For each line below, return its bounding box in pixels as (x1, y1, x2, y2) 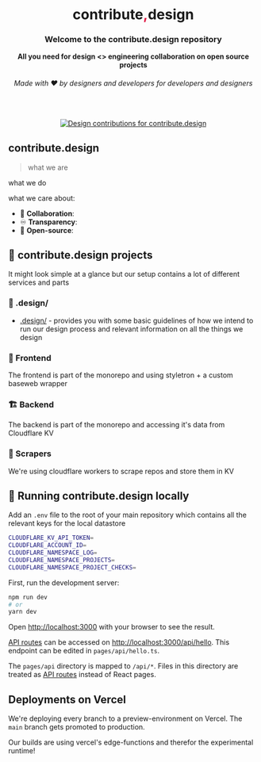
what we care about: (8, 193, 75, 203)
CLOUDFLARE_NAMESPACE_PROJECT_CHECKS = (8, 563, 136, 572)
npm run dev (8, 593, 48, 601)
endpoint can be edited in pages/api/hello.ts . (8, 646, 160, 656)
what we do (8, 178, 47, 187)
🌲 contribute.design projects (8, 248, 153, 262)
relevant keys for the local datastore (8, 519, 126, 528)
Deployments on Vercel (8, 692, 127, 706)
